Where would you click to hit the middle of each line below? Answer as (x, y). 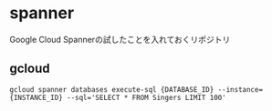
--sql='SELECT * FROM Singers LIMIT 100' (146, 97)
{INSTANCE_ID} (37, 97)
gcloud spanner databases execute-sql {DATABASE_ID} (112, 89)
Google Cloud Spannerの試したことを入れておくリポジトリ (120, 39)
